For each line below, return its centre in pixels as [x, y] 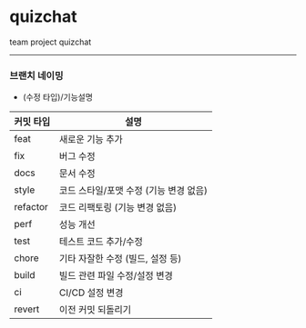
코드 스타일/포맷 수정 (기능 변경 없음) [133, 191]
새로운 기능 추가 [91, 140]
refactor [31, 207]
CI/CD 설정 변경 [91, 293]
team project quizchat [51, 42]
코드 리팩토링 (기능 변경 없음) [118, 208]
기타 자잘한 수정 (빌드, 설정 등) [120, 259]
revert [27, 309]
